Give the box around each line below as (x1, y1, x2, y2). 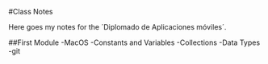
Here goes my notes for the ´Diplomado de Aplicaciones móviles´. (8, 22, 227, 31)
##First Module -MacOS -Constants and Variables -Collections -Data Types (8, 38, 261, 47)
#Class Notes (8, 7, 53, 16)
